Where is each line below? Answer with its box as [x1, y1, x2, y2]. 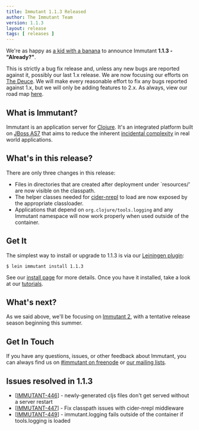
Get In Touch [6, 336, 55, 347]
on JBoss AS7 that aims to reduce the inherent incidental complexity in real [6, 129, 190, 137]
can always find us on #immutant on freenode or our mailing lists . [6, 359, 166, 366]
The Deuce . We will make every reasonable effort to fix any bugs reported [6, 78, 187, 85]
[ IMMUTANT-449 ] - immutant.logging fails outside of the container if [14, 411, 184, 417]
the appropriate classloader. [14, 200, 84, 207]
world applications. [6, 136, 53, 143]
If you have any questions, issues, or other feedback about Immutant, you [6, 353, 187, 360]
